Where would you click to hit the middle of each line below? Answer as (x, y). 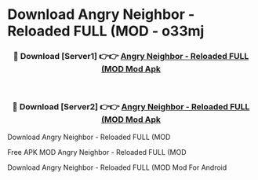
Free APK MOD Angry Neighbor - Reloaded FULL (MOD (97, 152)
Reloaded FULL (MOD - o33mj (106, 31)
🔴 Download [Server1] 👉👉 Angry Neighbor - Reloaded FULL (131, 57)
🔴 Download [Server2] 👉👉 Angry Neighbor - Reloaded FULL (131, 107)
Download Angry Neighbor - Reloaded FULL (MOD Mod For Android (117, 167)
